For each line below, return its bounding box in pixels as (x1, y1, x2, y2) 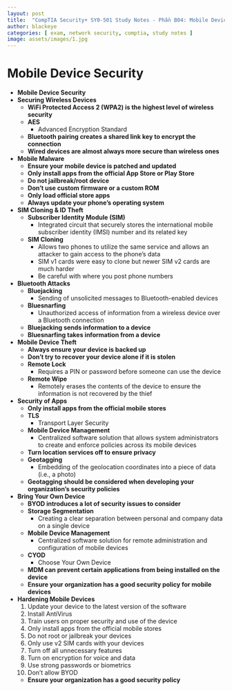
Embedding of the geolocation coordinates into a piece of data (37, 463, 216, 471)
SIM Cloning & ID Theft (17, 206, 84, 214)
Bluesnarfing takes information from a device (27, 331, 161, 339)
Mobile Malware (17, 155, 65, 163)
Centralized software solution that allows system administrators (37, 433, 219, 442)
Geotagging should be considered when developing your (27, 477, 195, 486)
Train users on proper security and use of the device (27, 617, 177, 625)
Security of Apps (17, 397, 68, 405)
